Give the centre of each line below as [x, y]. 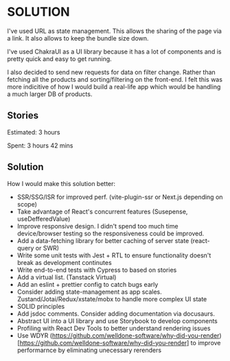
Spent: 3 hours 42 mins [40, 145]
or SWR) [47, 248]
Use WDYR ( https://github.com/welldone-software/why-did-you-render [118, 335]
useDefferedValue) [44, 219]
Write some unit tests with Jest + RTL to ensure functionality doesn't [114, 255]
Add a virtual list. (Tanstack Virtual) [67, 277]
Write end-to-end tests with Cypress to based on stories [97, 270]
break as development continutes [64, 262]
